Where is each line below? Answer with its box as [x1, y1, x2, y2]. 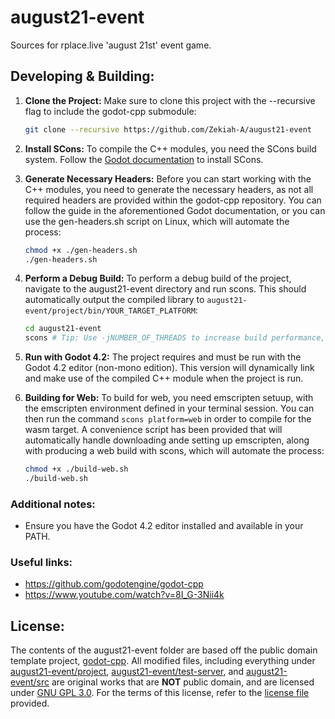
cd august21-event [24, 324, 102, 334]
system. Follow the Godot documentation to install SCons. [24, 153, 264, 165]
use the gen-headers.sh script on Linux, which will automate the [24, 215, 290, 227]
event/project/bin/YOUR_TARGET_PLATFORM [24, 306, 196, 316]
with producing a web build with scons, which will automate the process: [24, 445, 325, 457]
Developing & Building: [10, 68, 155, 85]
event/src [10, 676, 50, 688]
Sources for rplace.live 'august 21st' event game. [10, 39, 212, 51]
